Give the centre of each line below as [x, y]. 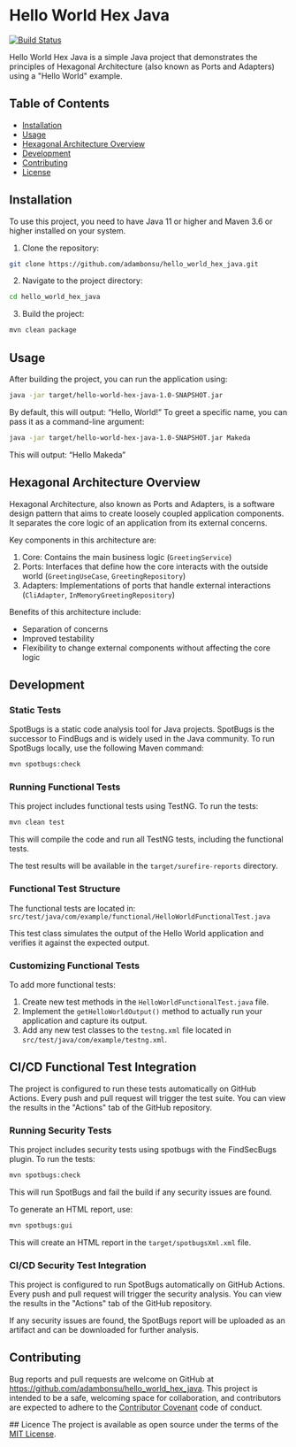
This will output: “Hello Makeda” [68, 454]
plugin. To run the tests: [52, 1159]
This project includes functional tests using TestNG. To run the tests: [134, 806]
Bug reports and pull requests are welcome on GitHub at [112, 1379]
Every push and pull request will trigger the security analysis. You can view [146, 1294]
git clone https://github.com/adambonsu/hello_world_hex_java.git [134, 264]
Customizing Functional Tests [74, 966]
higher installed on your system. [68, 230]
